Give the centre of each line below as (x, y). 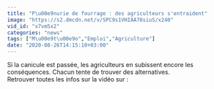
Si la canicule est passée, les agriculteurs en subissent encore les (100, 65)
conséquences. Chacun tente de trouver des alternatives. (89, 72)
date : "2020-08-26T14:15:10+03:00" (58, 45)
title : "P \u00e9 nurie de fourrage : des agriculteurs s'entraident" (107, 13)
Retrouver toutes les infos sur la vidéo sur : (68, 79)
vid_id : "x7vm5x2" (33, 26)
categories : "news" (35, 33)
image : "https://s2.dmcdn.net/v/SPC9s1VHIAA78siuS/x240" (90, 20)
